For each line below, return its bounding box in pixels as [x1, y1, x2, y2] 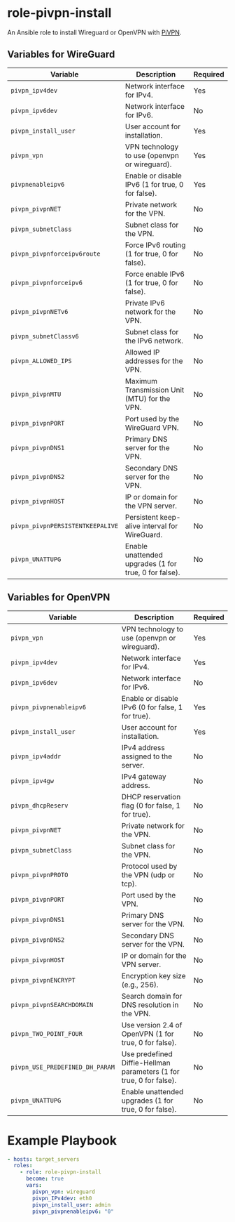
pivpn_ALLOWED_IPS [10, 357, 72, 364]
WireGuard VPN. [124, 423, 180, 433]
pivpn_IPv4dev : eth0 [32, 1195, 92, 1202]
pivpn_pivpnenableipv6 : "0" [32, 1208, 114, 1215]
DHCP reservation [121, 791, 181, 801]
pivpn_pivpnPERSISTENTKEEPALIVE [10, 522, 119, 530]
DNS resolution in [121, 999, 179, 1009]
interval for [142, 521, 178, 531]
